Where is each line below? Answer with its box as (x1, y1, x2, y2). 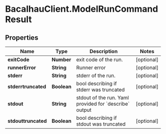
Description (89, 48, 118, 54)
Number (51, 56, 72, 63)
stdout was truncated (76, 121, 126, 127)
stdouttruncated (7, 118, 47, 124)
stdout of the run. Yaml (76, 94, 129, 101)
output (76, 107, 91, 113)
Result (5, 14, 32, 25)
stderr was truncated (76, 86, 125, 93)
